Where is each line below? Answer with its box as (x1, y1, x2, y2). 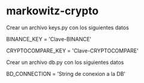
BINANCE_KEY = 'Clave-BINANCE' (6, 35, 91, 42)
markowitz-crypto (6, 4, 99, 18)
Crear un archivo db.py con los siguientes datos (6, 59, 124, 66)
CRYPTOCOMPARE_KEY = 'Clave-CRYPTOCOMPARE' (6, 47, 139, 54)
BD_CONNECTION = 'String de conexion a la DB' (6, 70, 126, 77)
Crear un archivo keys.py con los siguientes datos (6, 24, 130, 31)
